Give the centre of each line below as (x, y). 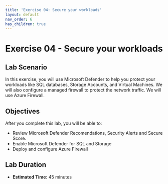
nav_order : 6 (19, 19)
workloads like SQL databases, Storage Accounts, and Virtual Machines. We (84, 85)
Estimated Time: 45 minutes (42, 177)
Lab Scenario (26, 67)
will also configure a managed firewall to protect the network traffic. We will (83, 90)
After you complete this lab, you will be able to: (54, 123)
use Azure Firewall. (25, 96)
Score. (19, 138)
